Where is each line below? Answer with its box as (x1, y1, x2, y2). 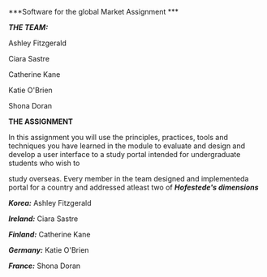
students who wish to (8, 158, 80, 168)
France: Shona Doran (8, 261, 81, 271)
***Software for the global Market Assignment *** (8, 7, 179, 16)
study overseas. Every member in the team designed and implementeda (8, 174, 249, 183)
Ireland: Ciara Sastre (8, 214, 79, 224)
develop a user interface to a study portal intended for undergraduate (8, 150, 241, 159)
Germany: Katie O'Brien (8, 245, 89, 254)
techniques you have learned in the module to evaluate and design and (8, 141, 246, 151)
